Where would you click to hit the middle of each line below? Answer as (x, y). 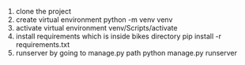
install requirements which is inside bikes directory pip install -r (118, 36)
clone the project (43, 11)
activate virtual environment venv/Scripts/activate (96, 28)
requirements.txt (43, 45)
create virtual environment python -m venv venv (94, 20)
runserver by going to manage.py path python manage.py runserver (126, 53)
